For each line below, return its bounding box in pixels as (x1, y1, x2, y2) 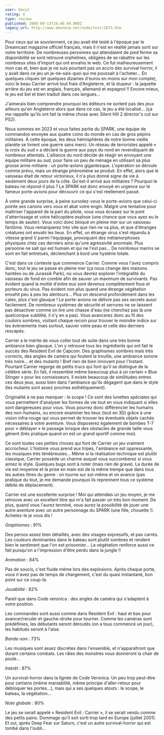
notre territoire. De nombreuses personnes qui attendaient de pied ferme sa (5, 50, 158, 56)
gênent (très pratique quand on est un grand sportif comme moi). (5, 431, 137, 437)
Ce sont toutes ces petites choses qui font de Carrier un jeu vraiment (5, 440, 144, 446)
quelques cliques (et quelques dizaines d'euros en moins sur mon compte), (5, 76, 157, 82)
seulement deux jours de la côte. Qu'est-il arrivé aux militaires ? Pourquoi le (5, 178, 158, 184)
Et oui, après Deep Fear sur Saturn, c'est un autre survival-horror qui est (5, 720, 151, 726)
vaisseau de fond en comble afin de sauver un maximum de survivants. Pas (5, 276, 158, 282)
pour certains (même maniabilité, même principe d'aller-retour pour (5, 680, 141, 686)
